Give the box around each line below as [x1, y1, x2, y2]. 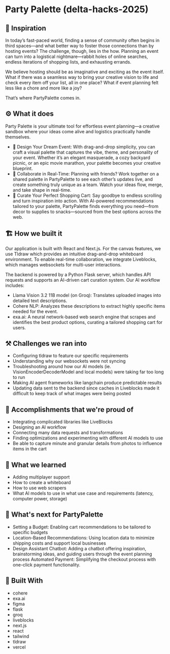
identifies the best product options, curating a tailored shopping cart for [12, 319, 163, 325]
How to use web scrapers [12, 485, 67, 491]
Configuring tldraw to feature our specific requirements [12, 352, 128, 359]
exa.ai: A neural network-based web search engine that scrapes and [12, 314, 156, 320]
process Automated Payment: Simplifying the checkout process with [12, 556, 156, 562]
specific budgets [12, 529, 48, 535]
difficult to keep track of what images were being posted [12, 391, 131, 397]
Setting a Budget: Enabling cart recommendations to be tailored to [12, 524, 151, 530]
